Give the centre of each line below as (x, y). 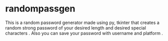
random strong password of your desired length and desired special (76, 27)
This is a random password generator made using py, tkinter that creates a (82, 22)
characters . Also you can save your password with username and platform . (84, 33)
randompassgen (40, 9)
